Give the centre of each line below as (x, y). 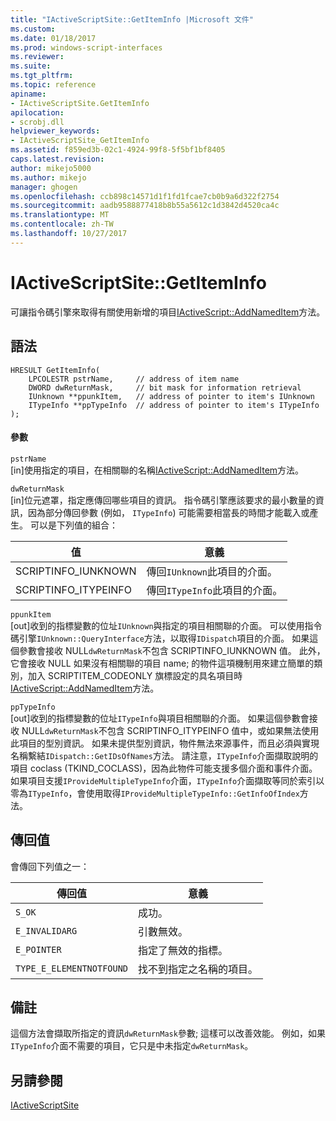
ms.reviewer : (37, 57)
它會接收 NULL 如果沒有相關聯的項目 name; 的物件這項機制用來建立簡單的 (162, 663)
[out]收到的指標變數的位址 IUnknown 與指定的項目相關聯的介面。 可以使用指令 (166, 625)
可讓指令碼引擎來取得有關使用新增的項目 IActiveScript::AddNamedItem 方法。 (168, 312)
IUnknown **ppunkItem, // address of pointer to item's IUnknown (171, 396)
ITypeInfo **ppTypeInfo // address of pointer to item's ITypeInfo (174, 405)
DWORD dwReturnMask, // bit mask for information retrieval (165, 387)
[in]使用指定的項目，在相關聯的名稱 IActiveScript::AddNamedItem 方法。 (157, 470)
